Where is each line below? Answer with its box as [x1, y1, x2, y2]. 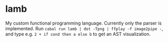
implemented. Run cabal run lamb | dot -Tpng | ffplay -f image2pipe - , [5, 25, 163, 31]
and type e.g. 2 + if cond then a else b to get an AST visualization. [5, 31, 151, 37]
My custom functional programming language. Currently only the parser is [5, 20, 162, 26]
